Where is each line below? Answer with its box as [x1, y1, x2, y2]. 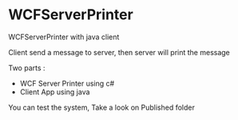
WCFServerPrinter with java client [8, 32, 120, 42]
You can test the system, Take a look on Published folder [8, 102, 196, 112]
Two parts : [8, 62, 46, 73]
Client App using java [19, 86, 90, 97]
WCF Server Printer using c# [19, 78, 115, 88]
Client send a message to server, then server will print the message [8, 47, 230, 57]
